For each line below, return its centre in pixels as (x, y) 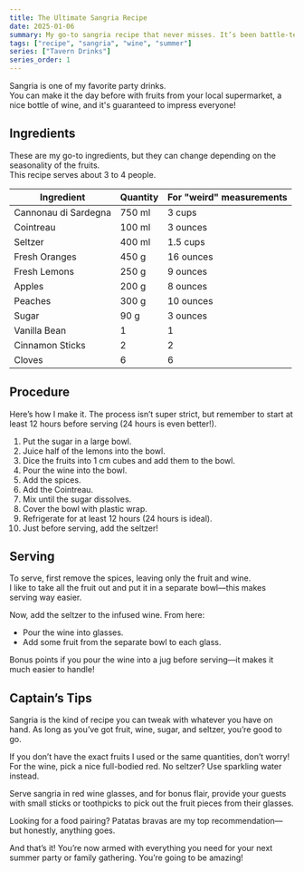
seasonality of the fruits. (55, 165)
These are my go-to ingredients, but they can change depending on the (143, 155)
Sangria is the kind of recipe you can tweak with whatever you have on (141, 720)
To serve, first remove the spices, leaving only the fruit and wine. (130, 578)
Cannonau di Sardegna (62, 212)
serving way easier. (46, 598)
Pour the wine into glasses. (73, 632)
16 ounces (190, 257)
